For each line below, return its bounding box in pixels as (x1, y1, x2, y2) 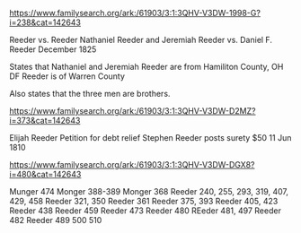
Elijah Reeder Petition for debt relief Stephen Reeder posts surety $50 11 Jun (9, 133, 292, 142)
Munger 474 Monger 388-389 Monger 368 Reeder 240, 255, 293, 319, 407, (9, 186, 289, 196)
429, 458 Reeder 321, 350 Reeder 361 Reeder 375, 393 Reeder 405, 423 (9, 196, 279, 206)
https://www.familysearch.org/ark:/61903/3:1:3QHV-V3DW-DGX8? (9, 160, 255, 169)
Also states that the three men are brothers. (9, 89, 171, 99)
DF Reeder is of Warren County (9, 71, 126, 82)
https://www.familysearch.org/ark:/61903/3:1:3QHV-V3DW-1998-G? (9, 8, 261, 18)
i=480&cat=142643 (9, 169, 82, 179)
